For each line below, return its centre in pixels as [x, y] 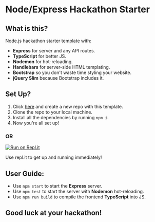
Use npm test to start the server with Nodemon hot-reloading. [78, 191]
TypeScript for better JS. [40, 56]
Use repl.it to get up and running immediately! [54, 157]
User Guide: [25, 173]
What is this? [27, 29]
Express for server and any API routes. [54, 51]
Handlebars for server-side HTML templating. [61, 67]
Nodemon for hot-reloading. [43, 62]
